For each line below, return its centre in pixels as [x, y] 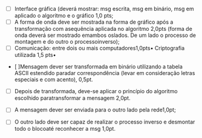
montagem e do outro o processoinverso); [67, 42]
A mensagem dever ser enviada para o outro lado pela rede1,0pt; [95, 110]
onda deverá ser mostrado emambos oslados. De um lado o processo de [105, 35]
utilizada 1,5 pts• [35, 55]
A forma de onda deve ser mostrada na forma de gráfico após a [94, 22]
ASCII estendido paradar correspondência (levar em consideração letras [105, 73]
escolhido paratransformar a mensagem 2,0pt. [72, 98]
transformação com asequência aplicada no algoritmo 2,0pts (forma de [103, 29]
